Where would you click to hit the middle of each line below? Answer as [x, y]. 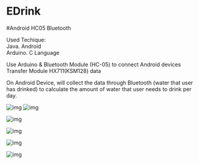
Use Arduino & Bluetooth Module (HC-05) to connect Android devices [94, 64]
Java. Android [24, 46]
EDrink [24, 11]
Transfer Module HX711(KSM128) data [54, 70]
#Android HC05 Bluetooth [39, 28]
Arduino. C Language [33, 52]
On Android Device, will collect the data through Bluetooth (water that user [100, 83]
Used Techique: [26, 39]
